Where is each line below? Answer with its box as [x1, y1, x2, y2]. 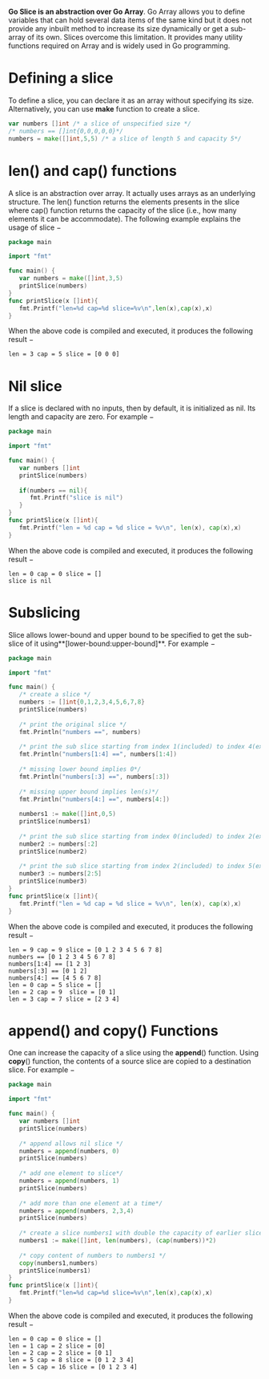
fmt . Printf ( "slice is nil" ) [29, 494, 124, 502]
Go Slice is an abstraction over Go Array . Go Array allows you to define [8, 7, 246, 16]
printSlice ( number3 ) [18, 877, 88, 886]
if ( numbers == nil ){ [18, 486, 88, 495]
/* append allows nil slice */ [18, 1140, 124, 1148]
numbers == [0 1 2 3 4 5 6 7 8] [8, 953, 116, 961]
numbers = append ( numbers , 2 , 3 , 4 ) [18, 1206, 134, 1215]
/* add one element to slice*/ [18, 1169, 124, 1177]
